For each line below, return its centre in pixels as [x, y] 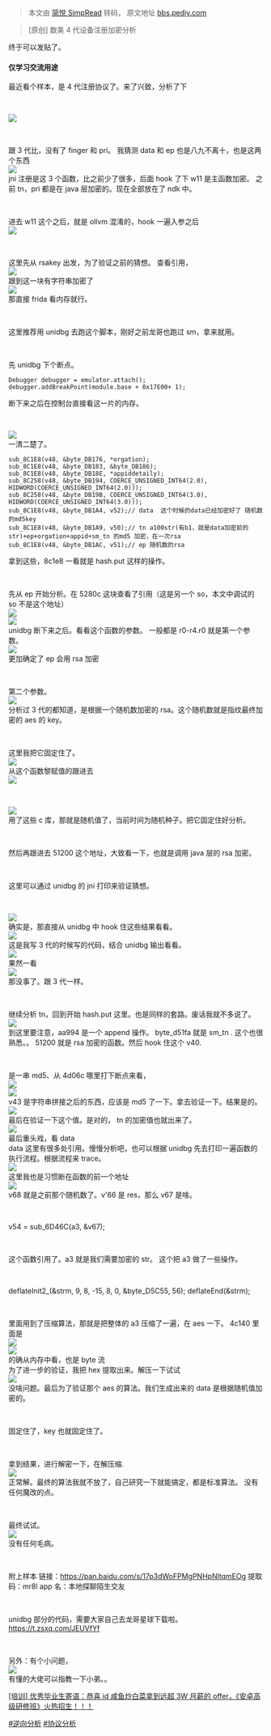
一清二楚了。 [30, 444]
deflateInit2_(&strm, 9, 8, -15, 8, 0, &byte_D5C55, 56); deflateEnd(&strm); [129, 1291]
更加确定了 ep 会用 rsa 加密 [54, 659]
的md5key [22, 520]
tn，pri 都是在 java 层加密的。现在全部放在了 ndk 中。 [107, 189]
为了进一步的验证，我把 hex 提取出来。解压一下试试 [94, 1370]
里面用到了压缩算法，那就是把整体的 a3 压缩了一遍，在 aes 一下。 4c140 [129, 1323]
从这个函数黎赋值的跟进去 [51, 771]
